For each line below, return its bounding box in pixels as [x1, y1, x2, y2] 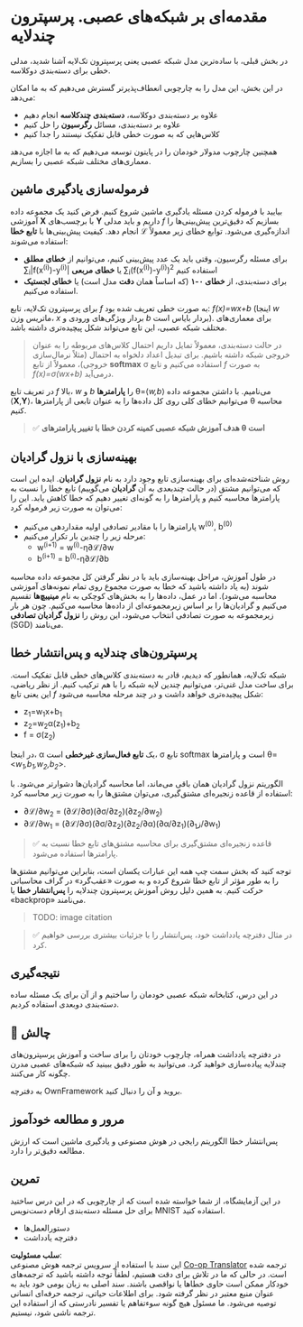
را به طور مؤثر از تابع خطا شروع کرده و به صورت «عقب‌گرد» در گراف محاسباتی [10, 875, 279, 886]
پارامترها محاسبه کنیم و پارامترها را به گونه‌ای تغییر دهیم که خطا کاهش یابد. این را [10, 493, 280, 503]
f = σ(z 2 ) [23, 729, 56, 742]
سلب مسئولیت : [10, 1249, 62, 1260]
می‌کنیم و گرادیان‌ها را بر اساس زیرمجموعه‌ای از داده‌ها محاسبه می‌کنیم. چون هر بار [10, 600, 288, 611]
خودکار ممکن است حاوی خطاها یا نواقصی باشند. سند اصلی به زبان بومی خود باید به [10, 1278, 289, 1289]
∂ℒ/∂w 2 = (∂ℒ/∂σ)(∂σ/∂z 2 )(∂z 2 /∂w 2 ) [23, 806, 163, 818]
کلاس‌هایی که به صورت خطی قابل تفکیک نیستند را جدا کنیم [23, 128, 220, 139]
